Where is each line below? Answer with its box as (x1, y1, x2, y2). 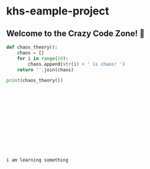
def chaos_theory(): (6, 44, 58, 50)
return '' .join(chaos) (17, 66, 74, 73)
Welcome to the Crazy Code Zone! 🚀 (6, 28, 145, 39)
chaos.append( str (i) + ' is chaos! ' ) (28, 61, 125, 67)
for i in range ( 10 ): (17, 56, 69, 62)
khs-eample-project (6, 4, 110, 18)
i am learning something (6, 157, 69, 164)
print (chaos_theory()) (6, 77, 63, 84)
